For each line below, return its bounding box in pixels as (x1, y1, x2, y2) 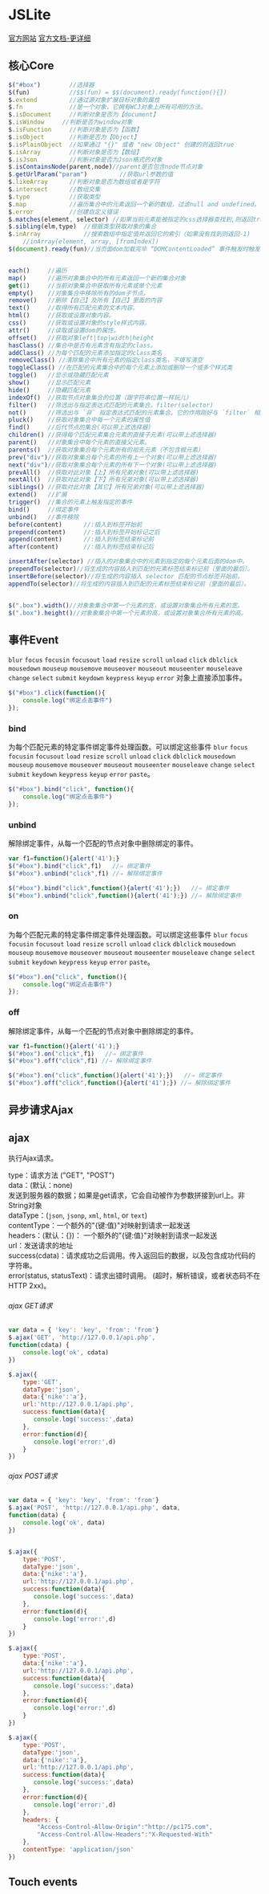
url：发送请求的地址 (8, 1241, 74, 1251)
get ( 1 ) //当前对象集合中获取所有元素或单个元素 (8, 281, 163, 290)
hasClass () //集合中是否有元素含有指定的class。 (8, 341, 157, 349)
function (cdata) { (8, 1341, 70, 1349)
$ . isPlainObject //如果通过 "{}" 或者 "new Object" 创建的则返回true (8, 141, 235, 149)
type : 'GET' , (22, 1378, 62, 1386)
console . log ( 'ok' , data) (22, 1519, 106, 1527)
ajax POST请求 (8, 1471, 58, 1480)
